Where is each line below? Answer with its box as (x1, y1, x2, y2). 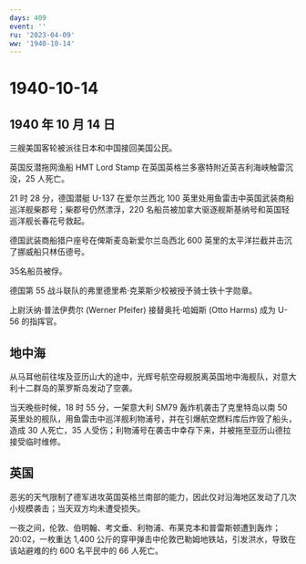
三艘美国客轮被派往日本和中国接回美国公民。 (9, 142, 178, 153)
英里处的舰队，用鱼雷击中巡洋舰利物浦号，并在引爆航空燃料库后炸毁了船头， (9, 413, 297, 424)
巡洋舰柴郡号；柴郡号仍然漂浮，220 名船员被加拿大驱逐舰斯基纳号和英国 (9, 204, 282, 215)
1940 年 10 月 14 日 (9, 116, 116, 132)
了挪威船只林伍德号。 (9, 246, 89, 257)
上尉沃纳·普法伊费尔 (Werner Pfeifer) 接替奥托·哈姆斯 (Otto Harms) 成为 (9, 305, 276, 316)
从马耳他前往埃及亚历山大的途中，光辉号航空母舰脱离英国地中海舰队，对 (9, 371, 280, 382)
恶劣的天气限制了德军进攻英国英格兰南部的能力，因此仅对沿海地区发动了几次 (9, 491, 297, 502)
